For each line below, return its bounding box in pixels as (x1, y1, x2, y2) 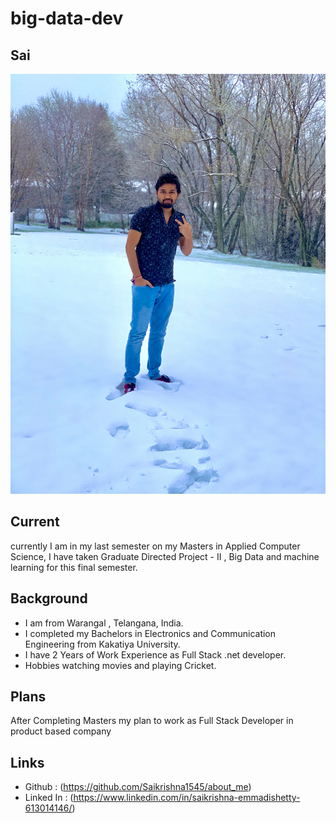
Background (10, 590, 88, 607)
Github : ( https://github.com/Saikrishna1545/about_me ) (24, 781, 252, 793)
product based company (10, 725, 112, 737)
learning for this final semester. (10, 561, 138, 573)
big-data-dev (10, 7, 124, 30)
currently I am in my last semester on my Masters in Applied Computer (10, 540, 301, 552)
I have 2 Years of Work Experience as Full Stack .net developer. (24, 648, 287, 661)
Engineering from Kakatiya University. (24, 638, 181, 650)
